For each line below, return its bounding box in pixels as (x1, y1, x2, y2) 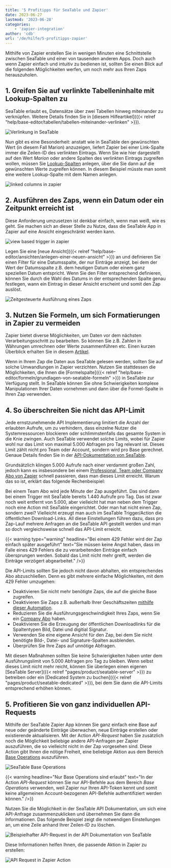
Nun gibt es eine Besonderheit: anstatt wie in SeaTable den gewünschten (5, 138, 159, 145)
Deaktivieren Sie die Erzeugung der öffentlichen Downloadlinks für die (12, 621, 161, 627)
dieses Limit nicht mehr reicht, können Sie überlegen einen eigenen (5, 664, 147, 670)
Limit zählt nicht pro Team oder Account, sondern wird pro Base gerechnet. (5, 447, 164, 453)
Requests (5, 708, 36, 717)
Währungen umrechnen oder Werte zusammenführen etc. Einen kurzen (5, 343, 156, 349)
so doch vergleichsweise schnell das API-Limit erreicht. (5, 526, 123, 532)
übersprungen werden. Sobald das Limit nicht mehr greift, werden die (5, 552, 152, 558)
